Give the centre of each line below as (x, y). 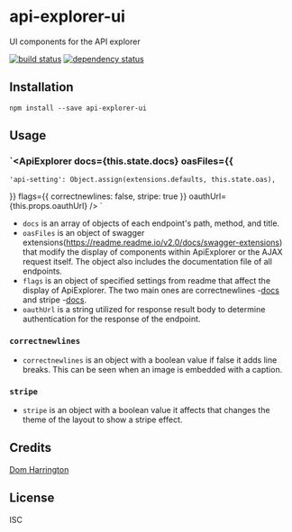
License (32, 498)
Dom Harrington (39, 469)
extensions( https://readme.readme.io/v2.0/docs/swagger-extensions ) (152, 243)
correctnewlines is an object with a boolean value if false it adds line (150, 360)
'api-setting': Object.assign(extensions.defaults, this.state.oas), (143, 180)
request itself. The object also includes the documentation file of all (147, 262)
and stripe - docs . (55, 300)
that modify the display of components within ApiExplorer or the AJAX (152, 252)
